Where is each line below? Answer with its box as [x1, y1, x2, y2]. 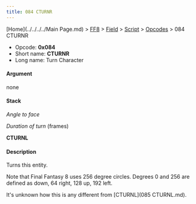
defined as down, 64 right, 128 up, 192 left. [6, 179, 113, 187]
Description [6, 148, 37, 155]
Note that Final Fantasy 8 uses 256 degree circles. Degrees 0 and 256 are [6, 173, 190, 180]
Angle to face [6, 111, 40, 118]
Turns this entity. [6, 161, 48, 169]
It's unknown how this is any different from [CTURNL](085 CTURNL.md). [6, 191, 187, 199]
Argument [6, 70, 33, 77]
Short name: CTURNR [14, 49, 70, 57]
